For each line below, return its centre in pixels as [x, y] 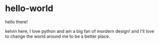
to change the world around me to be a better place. [57, 36]
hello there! [16, 22]
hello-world [29, 8]
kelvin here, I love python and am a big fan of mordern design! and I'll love [80, 31]
